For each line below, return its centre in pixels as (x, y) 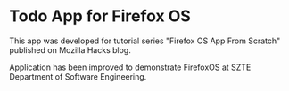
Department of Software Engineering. (78, 76)
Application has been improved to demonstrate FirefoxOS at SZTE (130, 67)
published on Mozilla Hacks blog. (70, 49)
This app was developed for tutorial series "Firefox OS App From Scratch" (145, 41)
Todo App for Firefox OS (100, 16)
